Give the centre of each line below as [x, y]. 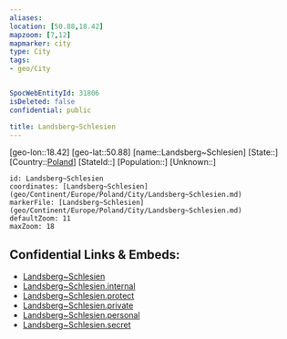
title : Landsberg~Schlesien [63, 127]
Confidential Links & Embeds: [95, 255]
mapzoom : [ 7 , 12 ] [40, 35]
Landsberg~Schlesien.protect [78, 296]
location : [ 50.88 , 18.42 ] [56, 26]
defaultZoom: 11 [40, 219]
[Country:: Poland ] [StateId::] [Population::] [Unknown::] [113, 162]
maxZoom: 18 [32, 227]
